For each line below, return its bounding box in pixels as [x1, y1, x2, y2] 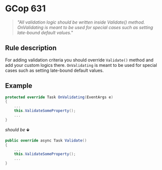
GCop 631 [5, 3, 46, 14]
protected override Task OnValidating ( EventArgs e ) [5, 94, 113, 100]
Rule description [5, 44, 57, 52]
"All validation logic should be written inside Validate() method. [17, 19, 145, 25]
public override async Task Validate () [5, 138, 87, 143]
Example [5, 82, 32, 90]
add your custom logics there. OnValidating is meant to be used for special [5, 62, 158, 68]
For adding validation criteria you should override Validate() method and [5, 57, 154, 63]
